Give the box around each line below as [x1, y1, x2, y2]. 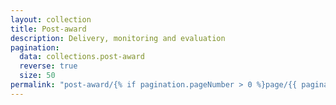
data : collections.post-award [19, 52, 145, 62]
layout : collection [10, 14, 92, 25]
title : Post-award [10, 24, 87, 34]
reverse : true [19, 61, 78, 71]
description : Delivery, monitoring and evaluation [10, 33, 226, 43]
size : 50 [19, 71, 56, 81]
